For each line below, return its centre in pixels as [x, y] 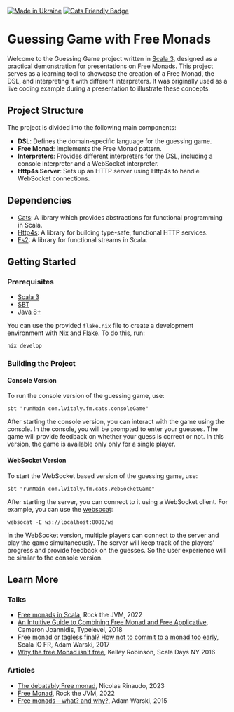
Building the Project [41, 364]
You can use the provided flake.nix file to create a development [101, 326]
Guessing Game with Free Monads [109, 39]
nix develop [25, 346]
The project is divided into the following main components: [92, 127]
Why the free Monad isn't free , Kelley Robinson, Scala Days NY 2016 [116, 652]
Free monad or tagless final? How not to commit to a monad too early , [118, 637]
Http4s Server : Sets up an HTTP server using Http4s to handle [108, 171]
